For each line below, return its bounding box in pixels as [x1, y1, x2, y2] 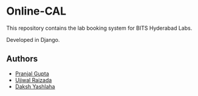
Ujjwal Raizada [15, 76, 52, 83]
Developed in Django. [6, 36, 61, 43]
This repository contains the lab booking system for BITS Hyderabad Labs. [6, 24, 193, 32]
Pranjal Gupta [15, 70, 50, 77]
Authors [6, 53, 38, 64]
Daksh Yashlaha [15, 83, 56, 90]
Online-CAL [6, 4, 67, 18]
